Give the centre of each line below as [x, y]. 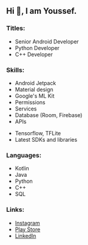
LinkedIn [25, 235]
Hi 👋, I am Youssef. [41, 11]
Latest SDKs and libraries [46, 139]
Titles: [16, 28]
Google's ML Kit [35, 96]
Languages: [24, 155]
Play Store [28, 229]
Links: [15, 210]
